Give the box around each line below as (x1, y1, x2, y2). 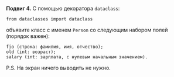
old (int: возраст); (6, 49, 57, 55)
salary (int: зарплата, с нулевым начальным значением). (6, 54, 148, 60)
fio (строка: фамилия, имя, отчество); (6, 44, 104, 50)
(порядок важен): (6, 33, 50, 40)
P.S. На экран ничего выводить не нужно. (6, 64, 111, 71)
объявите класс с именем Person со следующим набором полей (6, 26, 168, 33)
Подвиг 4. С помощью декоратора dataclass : (6, 5, 120, 12)
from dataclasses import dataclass (6, 16, 93, 22)
